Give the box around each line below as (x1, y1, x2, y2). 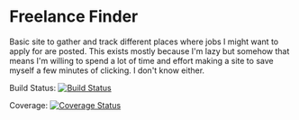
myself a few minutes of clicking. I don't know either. (9, 65, 205, 76)
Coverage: (9, 99, 49, 110)
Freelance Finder (9, 6, 139, 27)
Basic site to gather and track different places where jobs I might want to (9, 36, 279, 47)
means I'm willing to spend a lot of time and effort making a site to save (9, 55, 274, 66)
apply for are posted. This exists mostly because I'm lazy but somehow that (9, 45, 290, 56)
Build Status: (9, 82, 57, 93)
